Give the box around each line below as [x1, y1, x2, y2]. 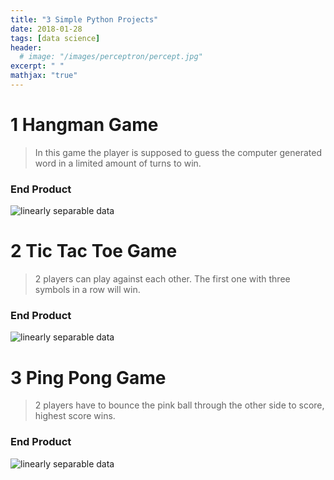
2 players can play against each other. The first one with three [34, 273, 291, 285]
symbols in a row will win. [34, 284, 141, 296]
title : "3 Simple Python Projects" [10, 14, 159, 25]
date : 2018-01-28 [10, 24, 83, 34]
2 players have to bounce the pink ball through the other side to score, [34, 399, 325, 411]
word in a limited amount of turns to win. [34, 157, 202, 169]
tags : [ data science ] [10, 33, 101, 43]
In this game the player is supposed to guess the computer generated [34, 146, 322, 158]
